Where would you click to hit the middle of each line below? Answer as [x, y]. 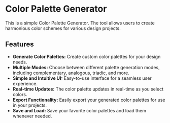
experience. [25, 83]
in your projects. [30, 105]
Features [20, 44]
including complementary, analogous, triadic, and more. [71, 73]
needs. [20, 62]
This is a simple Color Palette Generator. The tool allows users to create [80, 23]
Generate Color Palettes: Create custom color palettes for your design [87, 56]
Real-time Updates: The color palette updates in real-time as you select [88, 89]
